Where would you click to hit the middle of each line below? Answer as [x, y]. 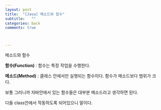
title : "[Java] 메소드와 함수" [35, 14]
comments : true [21, 28]
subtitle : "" [21, 19]
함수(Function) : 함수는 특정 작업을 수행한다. [48, 66]
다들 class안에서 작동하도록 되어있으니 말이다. [49, 103]
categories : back [23, 23]
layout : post [18, 10]
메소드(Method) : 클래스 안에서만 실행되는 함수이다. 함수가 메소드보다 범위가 [78, 76]
